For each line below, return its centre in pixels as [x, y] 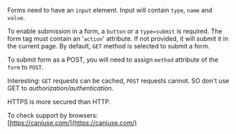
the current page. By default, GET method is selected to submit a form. [108, 46]
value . [16, 18]
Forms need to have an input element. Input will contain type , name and [110, 10]
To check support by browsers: [53, 115]
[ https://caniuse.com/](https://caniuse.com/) [72, 123]
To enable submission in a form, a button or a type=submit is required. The [115, 31]
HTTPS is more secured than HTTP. [59, 102]
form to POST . [26, 67]
